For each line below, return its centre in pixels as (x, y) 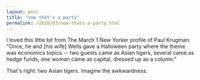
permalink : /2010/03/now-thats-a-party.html (63, 23)
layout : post (23, 12)
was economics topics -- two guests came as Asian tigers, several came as (100, 53)
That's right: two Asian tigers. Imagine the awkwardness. (77, 71)
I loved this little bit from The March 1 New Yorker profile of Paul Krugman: (98, 40)
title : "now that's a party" (43, 17)
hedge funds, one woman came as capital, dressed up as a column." (92, 59)
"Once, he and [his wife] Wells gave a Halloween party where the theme (96, 46)
